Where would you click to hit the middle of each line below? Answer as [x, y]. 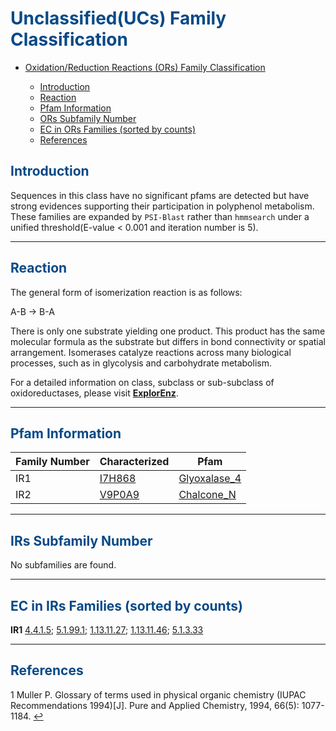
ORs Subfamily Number [88, 118]
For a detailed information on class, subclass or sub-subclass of [142, 382]
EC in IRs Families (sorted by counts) [126, 605]
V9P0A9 [119, 495]
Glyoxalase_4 [210, 479]
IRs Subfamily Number [81, 540]
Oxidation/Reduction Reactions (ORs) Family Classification [145, 67]
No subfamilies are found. [63, 565]
